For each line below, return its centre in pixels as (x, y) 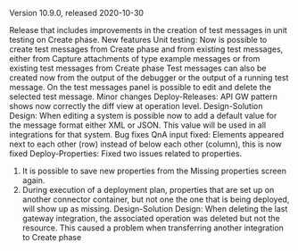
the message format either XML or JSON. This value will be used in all (137, 125)
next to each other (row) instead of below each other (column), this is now (146, 144)
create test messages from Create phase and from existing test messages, (146, 49)
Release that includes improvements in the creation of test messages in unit (148, 30)
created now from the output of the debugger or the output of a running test (149, 78)
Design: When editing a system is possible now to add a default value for (143, 116)
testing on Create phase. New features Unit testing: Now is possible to (138, 40)
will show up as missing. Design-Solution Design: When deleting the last (155, 209)
